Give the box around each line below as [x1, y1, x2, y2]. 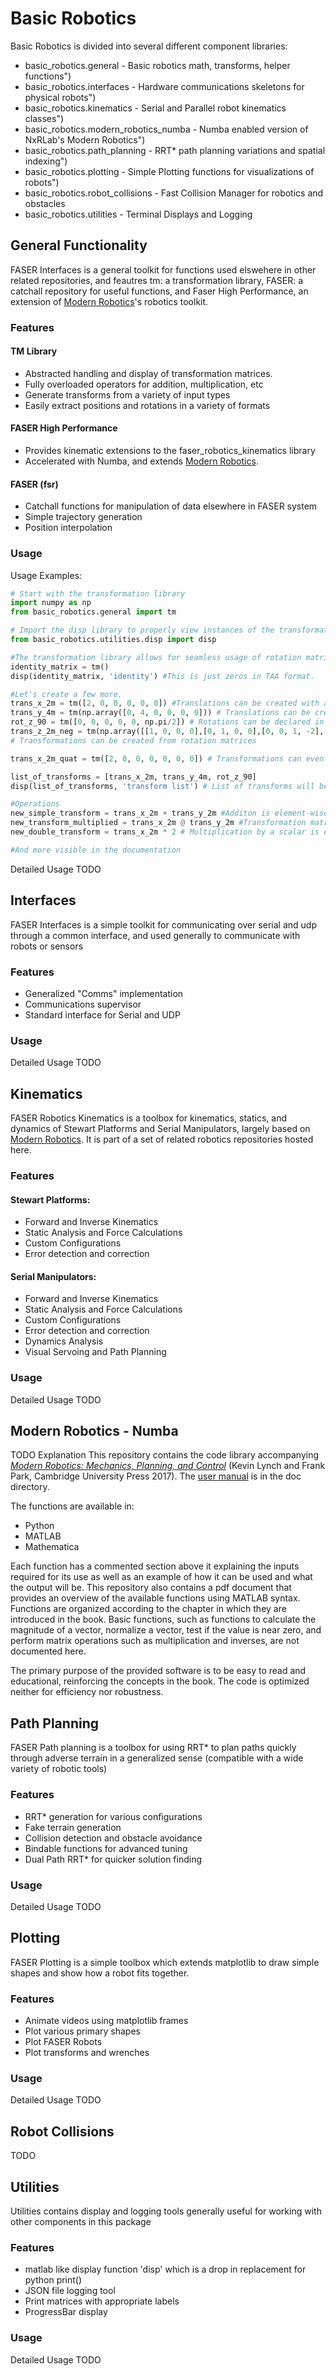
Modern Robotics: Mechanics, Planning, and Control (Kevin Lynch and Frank [10, 1460, 326, 1472]
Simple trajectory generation [24, 511, 143, 523]
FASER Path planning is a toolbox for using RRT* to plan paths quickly [10, 1742, 297, 1754]
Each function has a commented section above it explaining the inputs [10, 1560, 300, 1572]
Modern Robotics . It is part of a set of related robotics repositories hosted [10, 1133, 314, 1146]
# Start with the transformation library [10, 588, 186, 599]
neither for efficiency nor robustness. [10, 1686, 164, 1698]
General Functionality [10, 237, 148, 254]
